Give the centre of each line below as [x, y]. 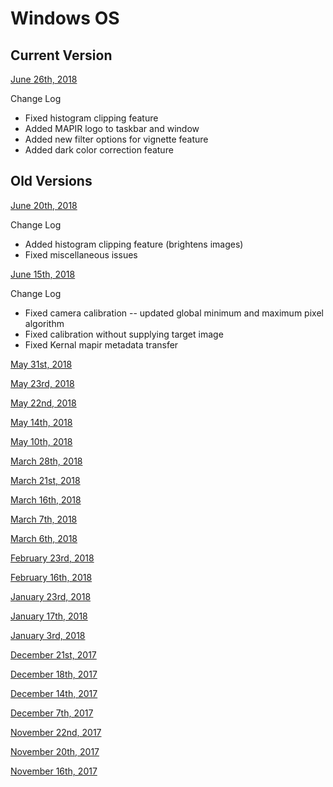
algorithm [44, 323]
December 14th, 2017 [54, 693]
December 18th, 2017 [54, 674]
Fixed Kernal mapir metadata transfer [101, 344]
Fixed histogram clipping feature [91, 118]
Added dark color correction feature [99, 150]
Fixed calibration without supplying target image [124, 334]
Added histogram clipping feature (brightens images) [134, 244]
